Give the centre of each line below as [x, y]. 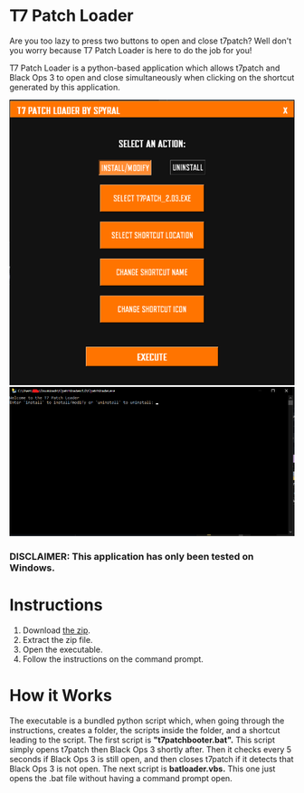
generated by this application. [65, 87]
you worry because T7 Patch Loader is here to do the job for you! [131, 50]
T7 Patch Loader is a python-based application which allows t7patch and [145, 68]
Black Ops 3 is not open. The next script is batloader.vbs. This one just [142, 769]
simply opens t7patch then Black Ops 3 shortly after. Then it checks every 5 [151, 749]
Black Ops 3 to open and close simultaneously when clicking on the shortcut [152, 77]
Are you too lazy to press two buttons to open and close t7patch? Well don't [151, 41]
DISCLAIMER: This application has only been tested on [132, 557]
